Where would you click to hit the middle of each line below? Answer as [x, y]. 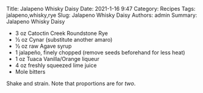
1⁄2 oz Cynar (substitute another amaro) [64, 40]
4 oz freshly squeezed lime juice [56, 65]
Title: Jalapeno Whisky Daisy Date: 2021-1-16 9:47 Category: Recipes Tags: [101, 9]
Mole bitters [30, 72]
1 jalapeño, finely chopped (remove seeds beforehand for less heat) [100, 53]
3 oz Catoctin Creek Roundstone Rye [62, 33]
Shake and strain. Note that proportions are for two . [71, 83]
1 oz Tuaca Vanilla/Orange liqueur [57, 59]
